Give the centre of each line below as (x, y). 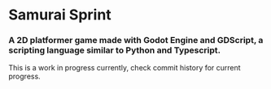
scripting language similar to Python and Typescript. (115, 50)
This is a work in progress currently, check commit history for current (125, 68)
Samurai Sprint (60, 15)
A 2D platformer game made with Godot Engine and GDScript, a (136, 40)
